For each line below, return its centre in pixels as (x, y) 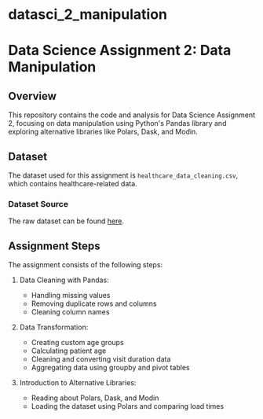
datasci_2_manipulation (88, 15)
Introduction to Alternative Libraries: (78, 383)
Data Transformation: (54, 327)
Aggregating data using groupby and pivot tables (110, 368)
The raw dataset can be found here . (66, 221)
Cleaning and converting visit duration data (101, 359)
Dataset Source (38, 204)
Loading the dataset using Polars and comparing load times (128, 406)
